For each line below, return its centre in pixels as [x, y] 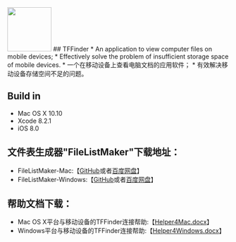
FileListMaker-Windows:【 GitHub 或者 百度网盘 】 [87, 179]
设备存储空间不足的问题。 [50, 74]
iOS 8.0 [28, 128]
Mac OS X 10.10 [40, 113]
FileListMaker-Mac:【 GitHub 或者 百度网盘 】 [80, 170]
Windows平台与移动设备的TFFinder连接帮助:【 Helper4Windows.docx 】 [121, 231]
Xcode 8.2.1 [34, 121]
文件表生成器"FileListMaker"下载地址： [94, 152]
